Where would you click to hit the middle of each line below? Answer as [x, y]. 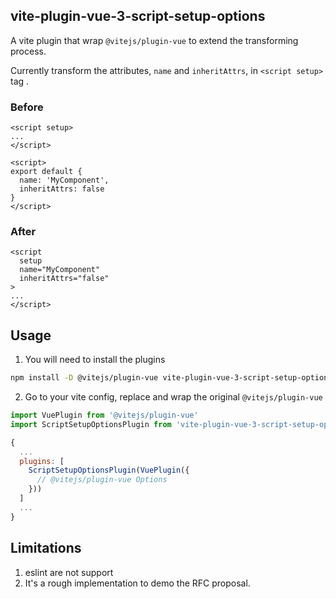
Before [27, 107]
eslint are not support [69, 572]
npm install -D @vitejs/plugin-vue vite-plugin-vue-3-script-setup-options [171, 378]
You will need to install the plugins [95, 360]
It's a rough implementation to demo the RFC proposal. [137, 583]
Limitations [46, 548]
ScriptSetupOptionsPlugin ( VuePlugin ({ [109, 470]
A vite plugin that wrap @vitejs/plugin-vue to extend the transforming [154, 40]
